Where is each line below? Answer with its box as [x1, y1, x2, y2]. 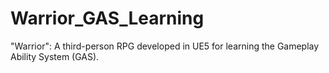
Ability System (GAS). [10, 50, 100, 62]
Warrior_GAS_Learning [10, 7, 205, 30]
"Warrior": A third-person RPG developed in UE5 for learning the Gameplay [10, 40, 320, 52]
